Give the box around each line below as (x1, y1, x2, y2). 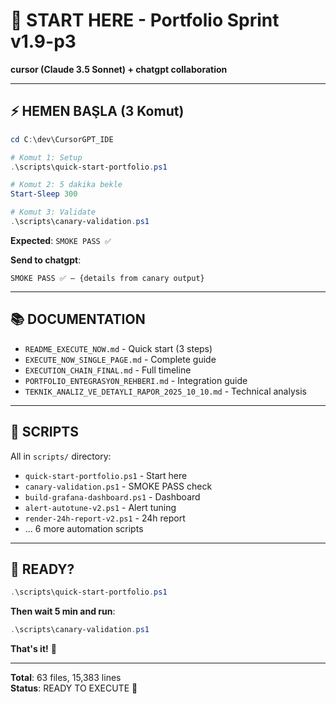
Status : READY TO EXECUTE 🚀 (10, 682, 138, 694)
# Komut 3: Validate (10, 207, 97, 218)
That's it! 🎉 (10, 643, 57, 655)
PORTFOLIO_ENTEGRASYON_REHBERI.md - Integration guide (24, 374, 248, 386)
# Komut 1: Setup (10, 152, 83, 163)
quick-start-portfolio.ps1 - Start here (24, 469, 188, 481)
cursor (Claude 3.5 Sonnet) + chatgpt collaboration (10, 63, 228, 75)
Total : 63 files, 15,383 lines (10, 672, 122, 684)
